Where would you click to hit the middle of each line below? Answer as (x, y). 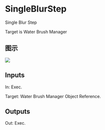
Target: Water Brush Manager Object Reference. (53, 96)
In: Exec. (14, 87)
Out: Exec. (15, 123)
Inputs (15, 75)
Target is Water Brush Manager (36, 32)
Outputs (18, 111)
